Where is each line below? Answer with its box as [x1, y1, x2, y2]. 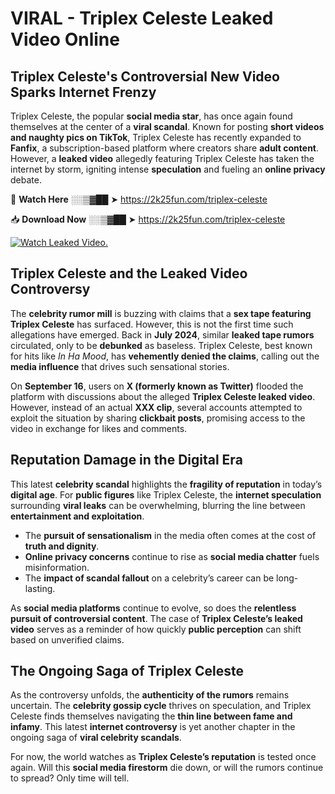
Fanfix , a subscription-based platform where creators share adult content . [10, 142, 320, 154]
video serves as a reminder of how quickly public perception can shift [10, 623, 302, 635]
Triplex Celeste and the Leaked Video [10, 265, 248, 282]
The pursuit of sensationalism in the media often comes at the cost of [24, 529, 317, 541]
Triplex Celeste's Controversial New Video [10, 68, 280, 85]
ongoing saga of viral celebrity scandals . [10, 732, 182, 744]
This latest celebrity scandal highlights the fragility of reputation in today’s [10, 478, 323, 490]
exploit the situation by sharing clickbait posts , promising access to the [10, 412, 306, 424]
